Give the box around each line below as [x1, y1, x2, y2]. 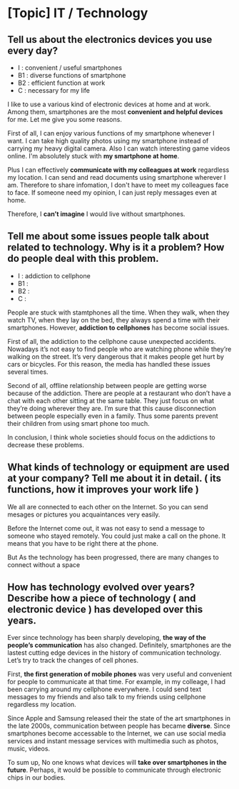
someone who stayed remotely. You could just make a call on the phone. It [7, 531, 226, 540]
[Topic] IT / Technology [7, 5, 148, 21]
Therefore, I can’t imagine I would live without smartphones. [7, 210, 185, 218]
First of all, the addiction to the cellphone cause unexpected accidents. [7, 337, 216, 345]
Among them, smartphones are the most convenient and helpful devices [7, 108, 223, 116]
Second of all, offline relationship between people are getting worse [7, 381, 207, 390]
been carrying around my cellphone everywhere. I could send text [7, 685, 202, 693]
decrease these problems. [7, 440, 84, 449]
